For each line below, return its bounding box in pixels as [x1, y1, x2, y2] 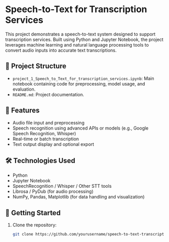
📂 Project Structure [5, 62, 67, 70]
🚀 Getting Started [5, 209, 61, 217]
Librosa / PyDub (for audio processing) [12, 188, 94, 194]
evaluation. [12, 86, 36, 92]
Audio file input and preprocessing [12, 119, 85, 126]
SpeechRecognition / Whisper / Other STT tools [12, 183, 112, 189]
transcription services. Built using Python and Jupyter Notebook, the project [5, 36, 164, 43]
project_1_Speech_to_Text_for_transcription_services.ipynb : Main [12, 75, 154, 82]
